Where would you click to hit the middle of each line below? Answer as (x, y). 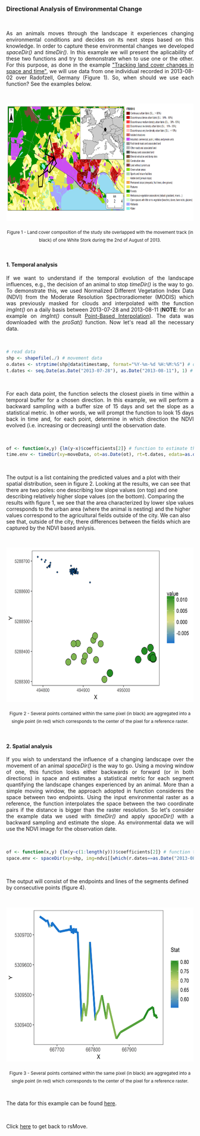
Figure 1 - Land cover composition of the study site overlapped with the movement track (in (100, 233)
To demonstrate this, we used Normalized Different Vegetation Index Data (100, 291)
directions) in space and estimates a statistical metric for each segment (100, 778)
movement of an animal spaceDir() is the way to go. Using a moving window (100, 766)
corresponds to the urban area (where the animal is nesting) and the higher (98, 509)
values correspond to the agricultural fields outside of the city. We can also (98, 515)
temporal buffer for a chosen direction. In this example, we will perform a (100, 400)
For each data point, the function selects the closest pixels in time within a (100, 393)
